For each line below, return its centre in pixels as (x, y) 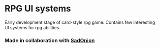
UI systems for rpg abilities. (32, 27)
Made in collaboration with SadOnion (50, 40)
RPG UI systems (38, 9)
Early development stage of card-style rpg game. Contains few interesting (80, 22)
